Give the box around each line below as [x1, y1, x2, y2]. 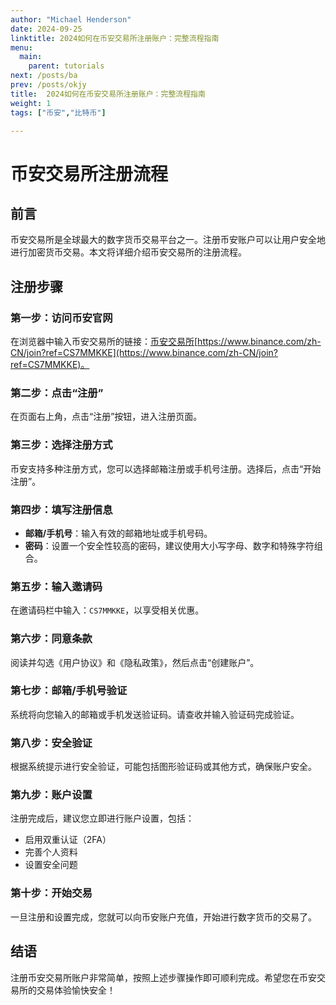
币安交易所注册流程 [10, 162, 169, 185]
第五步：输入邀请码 [10, 579, 103, 593]
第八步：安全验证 [10, 736, 93, 750]
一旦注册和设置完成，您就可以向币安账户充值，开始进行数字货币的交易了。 [10, 911, 317, 923]
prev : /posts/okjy [10, 80, 87, 90]
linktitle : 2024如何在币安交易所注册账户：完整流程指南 [10, 33, 220, 43]
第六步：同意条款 [10, 632, 93, 646]
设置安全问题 [24, 859, 78, 871]
